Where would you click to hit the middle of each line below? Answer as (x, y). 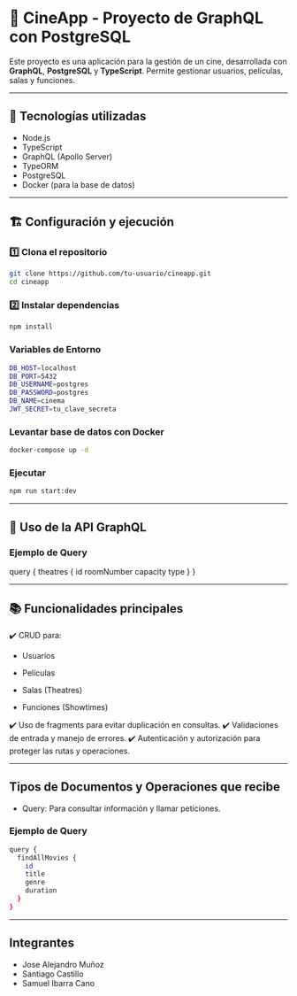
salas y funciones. (42, 80)
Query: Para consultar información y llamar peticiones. (121, 808)
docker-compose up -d (49, 451)
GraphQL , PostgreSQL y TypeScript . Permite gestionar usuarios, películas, (146, 71)
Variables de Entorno (55, 350)
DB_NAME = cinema (37, 401)
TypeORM (40, 166)
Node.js (36, 137)
